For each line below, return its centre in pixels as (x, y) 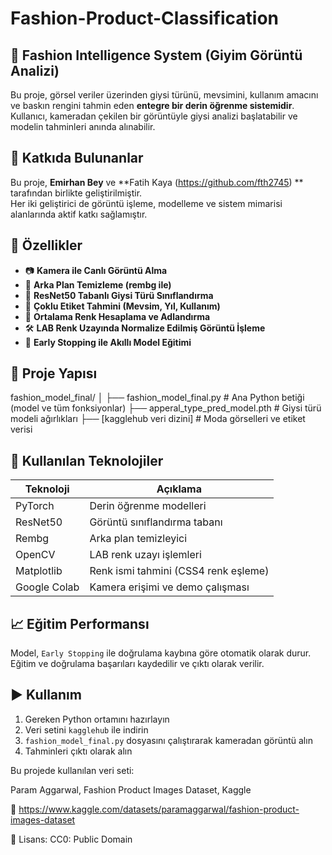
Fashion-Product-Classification (145, 18)
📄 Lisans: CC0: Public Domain (71, 839)
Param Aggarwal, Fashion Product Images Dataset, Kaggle (131, 789)
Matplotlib (39, 571)
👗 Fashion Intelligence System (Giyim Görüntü (156, 55)
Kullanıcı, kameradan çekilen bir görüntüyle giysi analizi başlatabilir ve (154, 116)
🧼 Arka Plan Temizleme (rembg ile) (98, 284)
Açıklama (179, 489)
